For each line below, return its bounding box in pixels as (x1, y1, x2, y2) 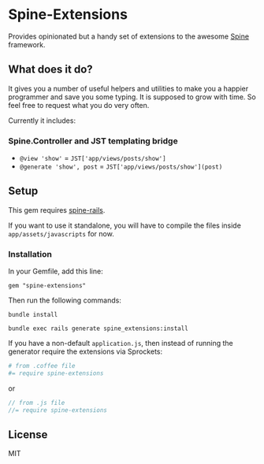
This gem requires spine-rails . (8, 205, 106, 214)
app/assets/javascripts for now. (8, 228, 114, 238)
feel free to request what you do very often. (8, 100, 150, 110)
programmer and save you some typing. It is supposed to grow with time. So (8, 92, 256, 102)
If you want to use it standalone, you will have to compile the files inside (8, 221, 242, 230)
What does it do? (8, 63, 93, 76)
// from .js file (8, 399, 65, 406)
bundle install (8, 311, 58, 319)
